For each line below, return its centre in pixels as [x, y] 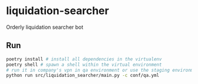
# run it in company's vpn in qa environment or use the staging [88, 70]
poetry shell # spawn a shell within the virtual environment [84, 65]
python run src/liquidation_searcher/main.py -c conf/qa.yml [83, 75]
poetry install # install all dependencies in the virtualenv [84, 59]
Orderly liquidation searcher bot [45, 27]
